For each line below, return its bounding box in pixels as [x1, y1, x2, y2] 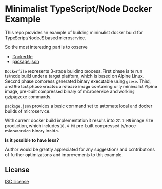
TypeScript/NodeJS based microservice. [5, 35, 86, 41]
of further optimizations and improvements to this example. [5, 151, 123, 158]
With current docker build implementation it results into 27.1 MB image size [5, 117, 154, 123]
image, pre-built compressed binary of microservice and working [5, 88, 135, 94]
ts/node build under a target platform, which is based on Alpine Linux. [5, 73, 144, 79]
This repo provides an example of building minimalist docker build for [5, 29, 143, 35]
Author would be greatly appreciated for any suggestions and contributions [5, 146, 155, 152]
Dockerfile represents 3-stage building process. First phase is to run [5, 68, 143, 73]
